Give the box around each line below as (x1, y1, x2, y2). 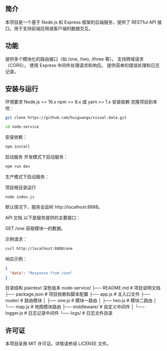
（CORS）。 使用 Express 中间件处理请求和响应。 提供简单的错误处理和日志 (5, 62, 160, 68)
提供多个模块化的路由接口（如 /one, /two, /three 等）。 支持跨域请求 (5, 56, 144, 62)
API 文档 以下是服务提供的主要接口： (5, 215, 81, 221)
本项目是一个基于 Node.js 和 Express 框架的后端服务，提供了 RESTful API (5, 19, 156, 25)
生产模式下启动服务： (5, 173, 49, 180)
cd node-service (5, 124, 39, 129)
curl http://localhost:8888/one (5, 246, 73, 251)
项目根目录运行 (5, 184, 36, 190)
